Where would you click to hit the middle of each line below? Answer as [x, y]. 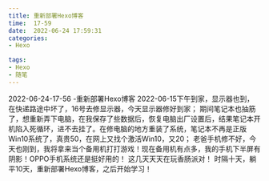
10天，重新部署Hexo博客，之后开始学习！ [83, 168]
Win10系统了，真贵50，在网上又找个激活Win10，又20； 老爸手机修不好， [129, 139]
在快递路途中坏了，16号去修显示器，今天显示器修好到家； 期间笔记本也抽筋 [132, 108]
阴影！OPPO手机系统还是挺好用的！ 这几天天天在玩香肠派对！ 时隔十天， [129, 159]
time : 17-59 [30, 23]
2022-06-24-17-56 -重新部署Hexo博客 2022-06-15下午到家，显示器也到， [131, 99]
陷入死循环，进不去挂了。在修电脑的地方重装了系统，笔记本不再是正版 [130, 128]
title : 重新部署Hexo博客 [46, 16]
